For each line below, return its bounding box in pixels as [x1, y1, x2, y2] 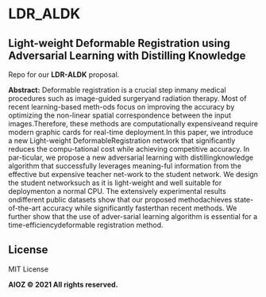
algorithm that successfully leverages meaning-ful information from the [8, 161, 242, 171]
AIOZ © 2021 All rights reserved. [8, 280, 118, 289]
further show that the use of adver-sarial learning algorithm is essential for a [8, 212, 258, 221]
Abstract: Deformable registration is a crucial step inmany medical [8, 85, 226, 94]
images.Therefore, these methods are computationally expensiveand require [8, 119, 258, 128]
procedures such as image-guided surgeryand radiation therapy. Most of [8, 94, 247, 103]
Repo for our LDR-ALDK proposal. [8, 70, 120, 79]
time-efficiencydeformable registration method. [8, 220, 164, 229]
